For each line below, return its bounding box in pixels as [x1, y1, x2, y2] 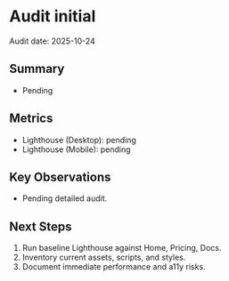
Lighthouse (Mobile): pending [21, 144, 131, 155]
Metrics [9, 111, 53, 126]
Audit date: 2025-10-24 [9, 36, 95, 46]
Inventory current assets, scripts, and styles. [21, 252, 186, 263]
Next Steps [9, 219, 72, 234]
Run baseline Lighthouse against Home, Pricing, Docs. [21, 243, 222, 253]
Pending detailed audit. [21, 193, 108, 204]
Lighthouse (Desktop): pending [21, 134, 136, 145]
